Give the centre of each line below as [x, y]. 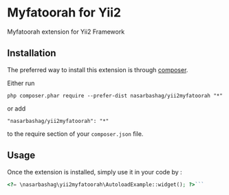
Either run [21, 83]
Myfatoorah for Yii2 [64, 13]
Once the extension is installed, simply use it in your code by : [95, 172]
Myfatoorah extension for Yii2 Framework [66, 32]
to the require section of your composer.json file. [75, 134]
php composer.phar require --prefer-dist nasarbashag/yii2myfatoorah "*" [115, 95]
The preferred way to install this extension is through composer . [98, 69]
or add [17, 108]
